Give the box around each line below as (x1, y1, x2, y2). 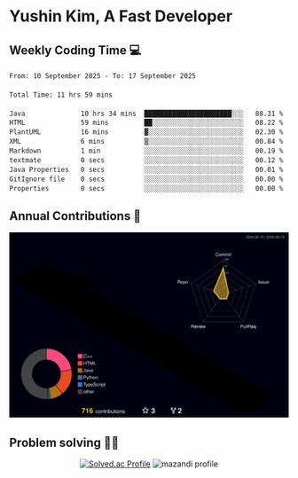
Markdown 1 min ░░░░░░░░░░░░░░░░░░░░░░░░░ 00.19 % (9, 146, 284, 155)
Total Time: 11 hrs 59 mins (9, 90, 114, 99)
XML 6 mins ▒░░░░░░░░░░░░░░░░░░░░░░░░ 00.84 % (9, 137, 284, 146)
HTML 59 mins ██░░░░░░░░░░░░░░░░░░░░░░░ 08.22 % (9, 118, 284, 128)
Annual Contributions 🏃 (9, 208, 142, 223)
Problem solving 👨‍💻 (9, 435, 120, 450)
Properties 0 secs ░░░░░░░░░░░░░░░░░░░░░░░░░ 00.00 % (9, 184, 284, 192)
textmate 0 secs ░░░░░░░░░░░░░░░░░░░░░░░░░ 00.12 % (9, 155, 284, 165)
